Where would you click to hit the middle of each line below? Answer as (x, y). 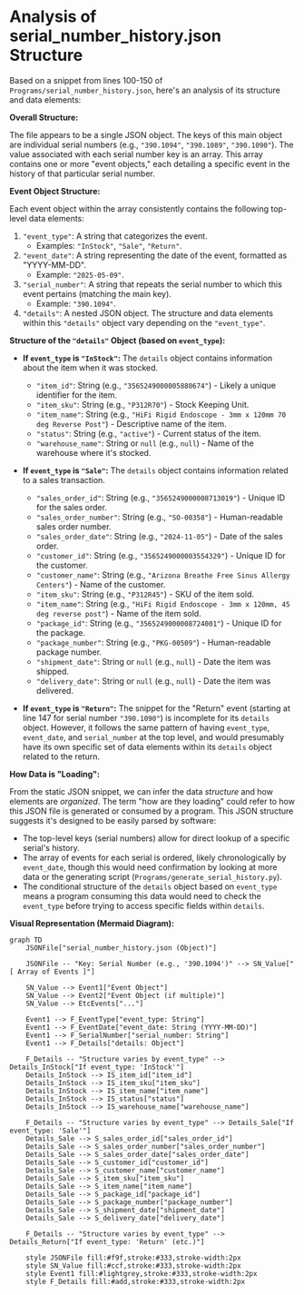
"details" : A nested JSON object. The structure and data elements (148, 313)
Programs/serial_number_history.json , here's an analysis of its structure (145, 90)
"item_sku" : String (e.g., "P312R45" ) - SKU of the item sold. (145, 594)
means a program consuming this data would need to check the (142, 895)
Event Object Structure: (55, 191)
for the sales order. (71, 507)
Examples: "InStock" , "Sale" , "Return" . (109, 245)
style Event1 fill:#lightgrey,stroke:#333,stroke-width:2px (142, 1273)
